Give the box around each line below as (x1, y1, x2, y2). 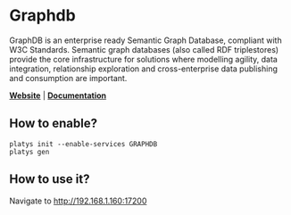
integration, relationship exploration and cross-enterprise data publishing (9, 63, 279, 74)
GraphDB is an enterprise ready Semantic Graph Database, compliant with (9, 35, 283, 45)
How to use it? (9, 171, 90, 187)
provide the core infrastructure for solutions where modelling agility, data (9, 54, 279, 64)
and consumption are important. (9, 72, 128, 83)
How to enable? (9, 116, 98, 131)
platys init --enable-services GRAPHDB (9, 139, 158, 148)
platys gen (9, 147, 50, 156)
